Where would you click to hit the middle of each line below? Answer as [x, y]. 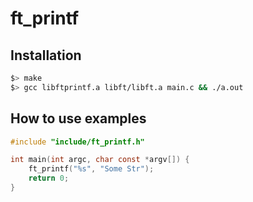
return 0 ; [49, 178]
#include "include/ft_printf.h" [77, 142]
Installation [46, 55]
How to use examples [78, 118]
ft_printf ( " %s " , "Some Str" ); [91, 169]
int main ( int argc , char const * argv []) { [100, 160]
